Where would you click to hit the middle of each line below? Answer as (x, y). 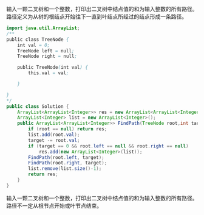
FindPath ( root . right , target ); (68, 163)
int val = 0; (34, 45)
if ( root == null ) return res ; (68, 129)
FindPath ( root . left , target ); (66, 157)
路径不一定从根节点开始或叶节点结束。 (54, 205)
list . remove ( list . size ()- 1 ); (65, 169)
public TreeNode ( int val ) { (53, 68)
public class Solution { (38, 106)
